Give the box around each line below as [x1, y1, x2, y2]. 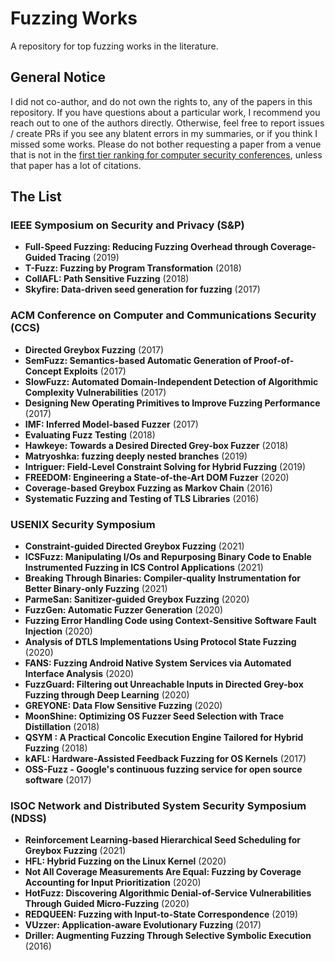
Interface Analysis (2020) [24, 668, 135, 680]
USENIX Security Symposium [10, 517, 156, 531]
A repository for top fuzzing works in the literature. [10, 40, 219, 52]
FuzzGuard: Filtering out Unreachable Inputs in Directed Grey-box [24, 678, 304, 691]
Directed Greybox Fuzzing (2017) [24, 343, 165, 356]
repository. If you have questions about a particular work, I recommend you [10, 106, 321, 118]
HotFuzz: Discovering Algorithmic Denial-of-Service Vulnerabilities [24, 887, 312, 899]
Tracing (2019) [58, 252, 120, 264]
